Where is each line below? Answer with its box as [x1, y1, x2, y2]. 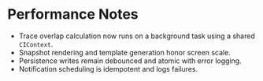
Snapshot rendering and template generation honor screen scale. [18, 48, 232, 57]
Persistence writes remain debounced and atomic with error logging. [18, 56, 242, 65]
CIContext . [18, 39, 54, 48]
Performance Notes [7, 5, 139, 23]
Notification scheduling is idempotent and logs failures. [18, 64, 198, 73]
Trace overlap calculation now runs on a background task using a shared [18, 31, 255, 40]
